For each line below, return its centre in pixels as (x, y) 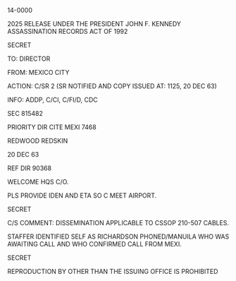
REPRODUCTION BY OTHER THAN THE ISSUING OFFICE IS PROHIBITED (113, 271)
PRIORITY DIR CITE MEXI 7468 (52, 127)
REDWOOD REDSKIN (38, 141)
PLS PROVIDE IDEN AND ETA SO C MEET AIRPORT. (82, 196)
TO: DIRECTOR (29, 59)
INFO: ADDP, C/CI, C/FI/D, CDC (53, 100)
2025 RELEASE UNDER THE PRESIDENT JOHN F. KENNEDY (94, 24)
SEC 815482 (25, 113)
